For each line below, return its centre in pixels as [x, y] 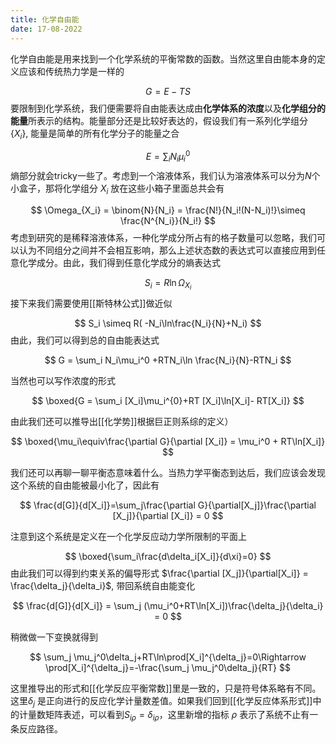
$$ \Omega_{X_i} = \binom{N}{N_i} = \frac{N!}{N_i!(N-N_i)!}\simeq [168, 210]
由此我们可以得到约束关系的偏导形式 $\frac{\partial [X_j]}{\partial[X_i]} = [159, 573]
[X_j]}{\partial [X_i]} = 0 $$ [168, 515]
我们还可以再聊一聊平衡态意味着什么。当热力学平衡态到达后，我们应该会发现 [168, 472]
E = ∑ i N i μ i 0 [168, 157]
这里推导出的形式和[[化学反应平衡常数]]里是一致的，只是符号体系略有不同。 [166, 688]
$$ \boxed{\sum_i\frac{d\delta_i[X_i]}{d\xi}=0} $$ [168, 556]
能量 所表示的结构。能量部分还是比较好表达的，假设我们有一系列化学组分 [159, 120]
